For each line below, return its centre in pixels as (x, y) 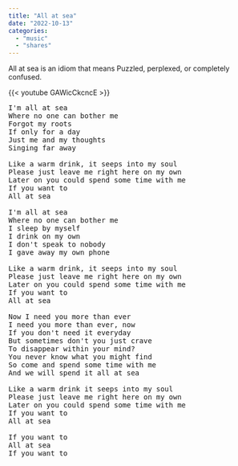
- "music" (32, 38)
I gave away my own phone (59, 253)
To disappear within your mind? (72, 349)
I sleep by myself (44, 229)
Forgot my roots (40, 124)
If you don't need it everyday (70, 333)
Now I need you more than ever (70, 317)
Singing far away (42, 148)
